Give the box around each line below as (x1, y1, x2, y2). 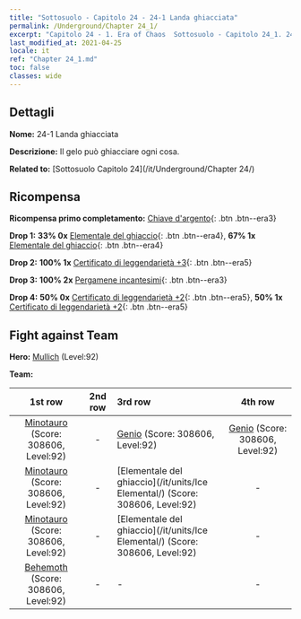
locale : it (9, 47, 50, 56)
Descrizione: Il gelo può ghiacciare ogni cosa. (9, 145, 180, 157)
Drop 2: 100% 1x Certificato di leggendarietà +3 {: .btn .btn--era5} (9, 257, 253, 268)
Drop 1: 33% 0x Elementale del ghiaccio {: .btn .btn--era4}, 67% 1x (9, 231, 256, 241)
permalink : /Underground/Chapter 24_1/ (9, 22, 159, 31)
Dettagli (9, 105, 55, 120)
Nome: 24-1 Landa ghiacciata (9, 128, 119, 139)
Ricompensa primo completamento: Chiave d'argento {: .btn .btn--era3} (9, 213, 278, 224)
